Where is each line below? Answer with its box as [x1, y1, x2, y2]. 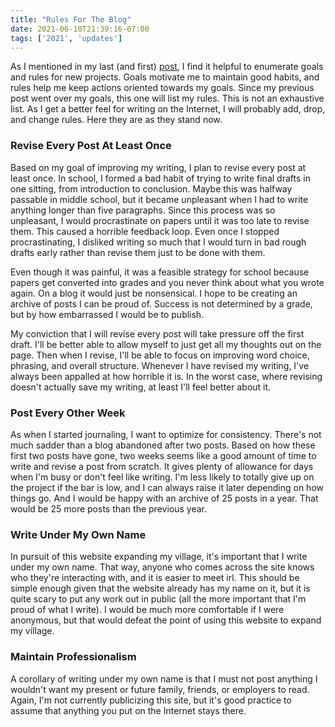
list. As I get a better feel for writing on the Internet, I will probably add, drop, [10, 103, 326, 115]
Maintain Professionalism [10, 650, 137, 664]
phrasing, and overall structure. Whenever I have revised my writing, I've [10, 359, 310, 371]
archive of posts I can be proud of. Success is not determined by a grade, [10, 297, 313, 310]
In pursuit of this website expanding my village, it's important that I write [10, 551, 308, 563]
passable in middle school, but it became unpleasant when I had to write [10, 193, 309, 205]
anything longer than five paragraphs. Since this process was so [10, 204, 276, 216]
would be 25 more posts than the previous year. [10, 502, 207, 515]
